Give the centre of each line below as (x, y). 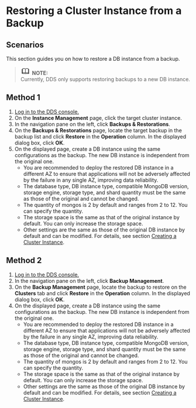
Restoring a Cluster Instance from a (94, 11)
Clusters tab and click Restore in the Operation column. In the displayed (102, 293)
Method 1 (23, 98)
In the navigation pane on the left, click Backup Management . (89, 281)
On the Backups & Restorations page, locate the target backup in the (98, 130)
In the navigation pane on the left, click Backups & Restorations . (92, 124)
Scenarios (25, 45)
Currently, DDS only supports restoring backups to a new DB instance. (105, 79)
